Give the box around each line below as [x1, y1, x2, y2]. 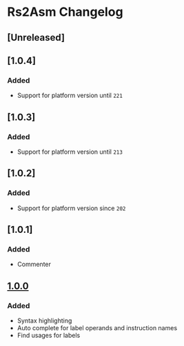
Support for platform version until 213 [17, 147, 123, 156]
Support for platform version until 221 [17, 91, 123, 100]
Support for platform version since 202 [17, 204, 126, 212]
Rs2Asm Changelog [7, 4, 123, 20]
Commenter [17, 260, 52, 269]
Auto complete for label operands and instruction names [17, 324, 178, 332]
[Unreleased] [7, 32, 65, 43]
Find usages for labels [17, 332, 81, 340]
